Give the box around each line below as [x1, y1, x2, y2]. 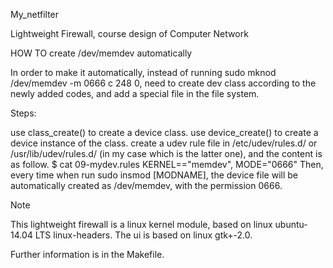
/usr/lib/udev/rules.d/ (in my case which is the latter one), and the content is [10, 148, 323, 159]
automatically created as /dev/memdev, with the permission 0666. [10, 180, 283, 191]
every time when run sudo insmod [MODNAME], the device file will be [10, 169, 298, 181]
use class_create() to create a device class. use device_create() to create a [10, 127, 319, 138]
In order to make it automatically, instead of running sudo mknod [10, 67, 277, 78]
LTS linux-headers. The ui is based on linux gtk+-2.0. [34, 229, 253, 241]
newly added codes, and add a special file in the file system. [10, 88, 260, 99]
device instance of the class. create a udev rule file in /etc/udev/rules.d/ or [10, 137, 318, 149]
